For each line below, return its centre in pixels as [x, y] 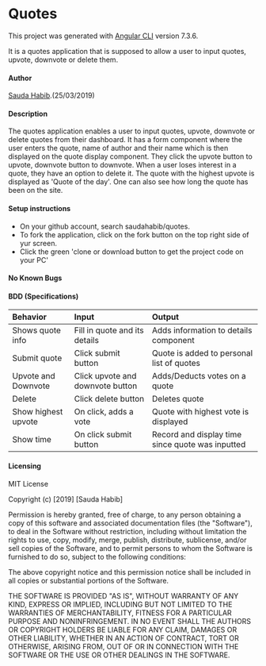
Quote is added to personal [202, 353]
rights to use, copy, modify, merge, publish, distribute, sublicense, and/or [127, 540]
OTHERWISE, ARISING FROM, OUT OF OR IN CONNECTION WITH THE [123, 646]
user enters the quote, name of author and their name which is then [118, 148]
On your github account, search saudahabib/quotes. [104, 226]
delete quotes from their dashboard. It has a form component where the [125, 140]
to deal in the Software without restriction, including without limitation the [127, 531]
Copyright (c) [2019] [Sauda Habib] [66, 499]
